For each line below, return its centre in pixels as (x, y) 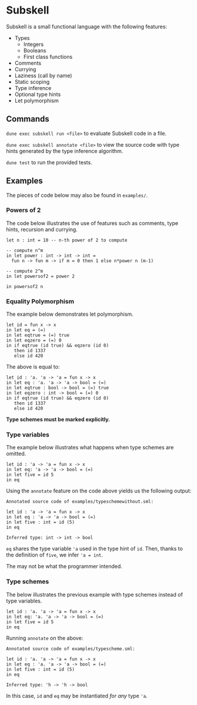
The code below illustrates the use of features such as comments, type (92, 223)
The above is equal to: (33, 367)
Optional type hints (38, 94)
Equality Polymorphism (40, 301)
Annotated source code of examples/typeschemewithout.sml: (80, 502)
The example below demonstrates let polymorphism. (70, 314)
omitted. (16, 454)
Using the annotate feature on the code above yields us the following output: (99, 491)
